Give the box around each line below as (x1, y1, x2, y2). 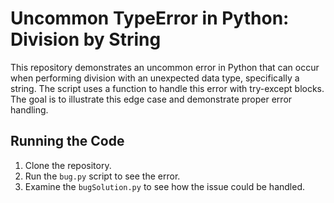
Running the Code (10, 133, 125, 150)
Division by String (10, 28, 162, 51)
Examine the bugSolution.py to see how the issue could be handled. (24, 180, 306, 192)
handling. (10, 103, 49, 116)
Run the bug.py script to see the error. (24, 170, 181, 182)
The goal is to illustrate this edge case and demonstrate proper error (10, 93, 293, 105)
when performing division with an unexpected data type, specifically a (10, 72, 300, 84)
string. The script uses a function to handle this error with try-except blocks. (10, 82, 325, 94)
